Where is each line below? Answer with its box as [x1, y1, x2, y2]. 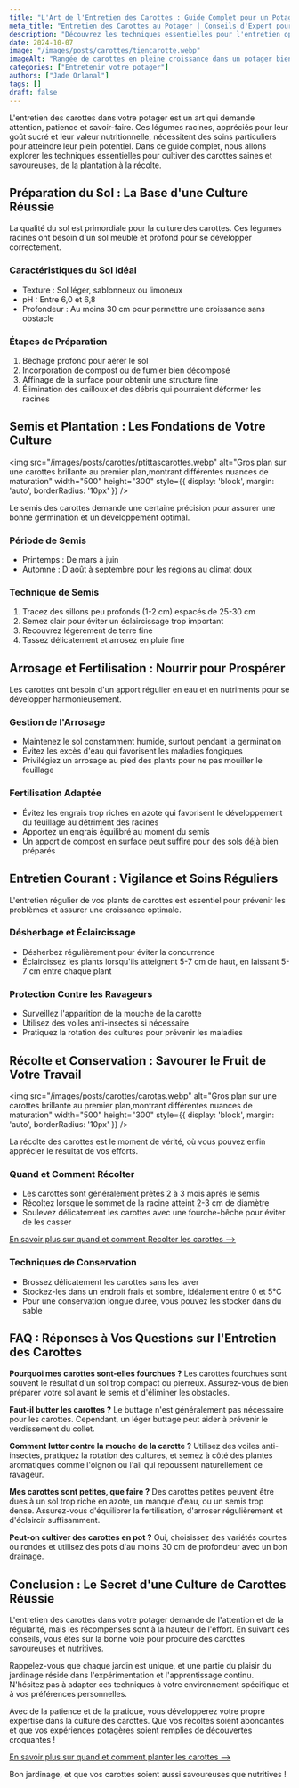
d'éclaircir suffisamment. [9, 1515, 101, 1526]
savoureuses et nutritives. [9, 1643, 104, 1654]
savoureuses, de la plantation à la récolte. [9, 160, 162, 170]
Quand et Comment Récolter [9, 1167, 135, 1180]
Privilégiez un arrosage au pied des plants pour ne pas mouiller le [21, 755, 263, 766]
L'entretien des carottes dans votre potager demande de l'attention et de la [9, 1615, 284, 1626]
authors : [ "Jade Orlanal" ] [9, 71, 109, 80]
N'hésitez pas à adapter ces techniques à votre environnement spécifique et [9, 1679, 289, 1690]
